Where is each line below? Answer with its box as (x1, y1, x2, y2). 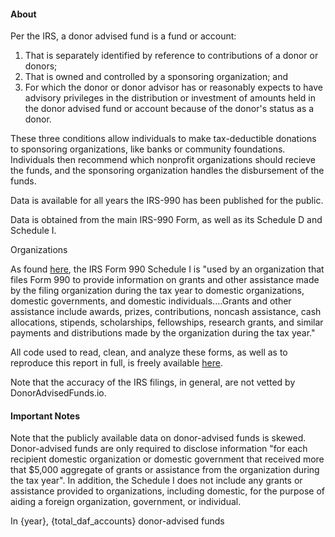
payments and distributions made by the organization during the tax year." (10, 327, 316, 339)
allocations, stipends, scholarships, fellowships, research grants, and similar (10, 316, 324, 329)
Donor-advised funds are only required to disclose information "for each (10, 443, 308, 455)
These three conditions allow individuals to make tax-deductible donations (10, 133, 317, 145)
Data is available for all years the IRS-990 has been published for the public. (10, 195, 324, 207)
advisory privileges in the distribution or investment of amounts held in (24, 92, 316, 104)
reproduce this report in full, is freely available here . (10, 357, 223, 369)
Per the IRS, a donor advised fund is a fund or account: (10, 30, 237, 42)
